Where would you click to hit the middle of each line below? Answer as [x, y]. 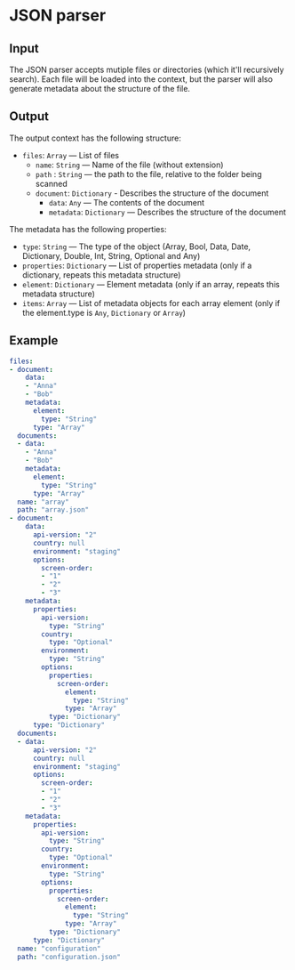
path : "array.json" [53, 510]
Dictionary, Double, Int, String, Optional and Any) [111, 255]
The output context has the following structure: [96, 138]
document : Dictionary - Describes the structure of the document [152, 193]
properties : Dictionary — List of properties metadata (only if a [137, 265]
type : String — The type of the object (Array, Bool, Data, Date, [136, 247]
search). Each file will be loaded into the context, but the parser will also [141, 79]
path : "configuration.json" [69, 957]
